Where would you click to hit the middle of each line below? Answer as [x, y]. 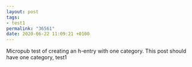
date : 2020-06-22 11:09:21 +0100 [48, 34]
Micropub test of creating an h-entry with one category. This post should [96, 51]
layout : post [22, 12]
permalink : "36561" [31, 28]
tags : [13, 17]
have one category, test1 [37, 57]
